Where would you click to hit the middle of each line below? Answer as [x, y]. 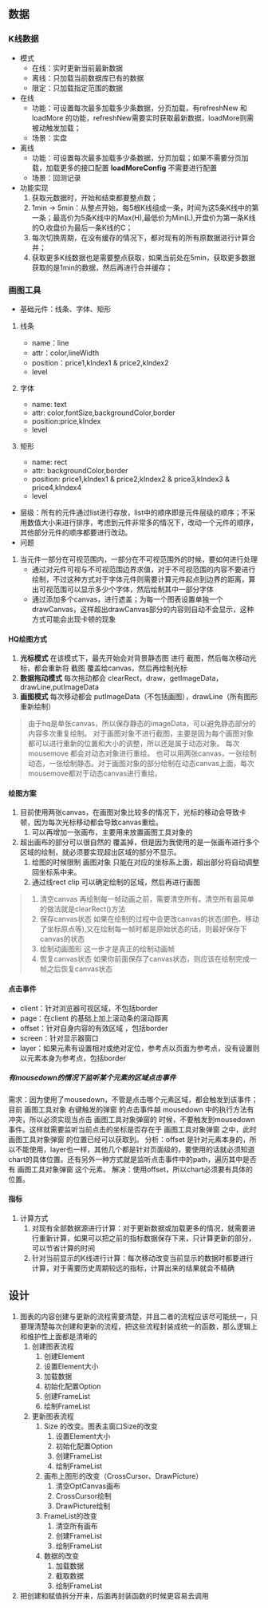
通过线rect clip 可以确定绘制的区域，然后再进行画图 [116, 882]
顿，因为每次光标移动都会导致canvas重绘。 [91, 822]
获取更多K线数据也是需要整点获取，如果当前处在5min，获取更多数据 [144, 257]
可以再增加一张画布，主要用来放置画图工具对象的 [112, 832]
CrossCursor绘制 [83, 1495]
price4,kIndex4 [57, 487]
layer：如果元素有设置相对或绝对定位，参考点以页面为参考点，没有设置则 [140, 1048]
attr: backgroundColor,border [80, 470]
